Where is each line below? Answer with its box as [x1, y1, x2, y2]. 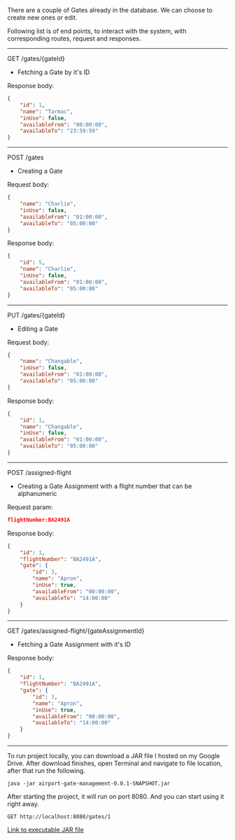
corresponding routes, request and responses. [7, 34, 141, 43]
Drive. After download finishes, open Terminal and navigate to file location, [7, 759, 222, 767]
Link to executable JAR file [7, 825, 84, 834]
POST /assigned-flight [7, 468, 72, 476]
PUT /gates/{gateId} [7, 311, 66, 319]
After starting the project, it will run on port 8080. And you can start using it [7, 792, 225, 800]
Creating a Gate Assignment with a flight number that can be [17, 482, 192, 490]
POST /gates [7, 153, 44, 162]
